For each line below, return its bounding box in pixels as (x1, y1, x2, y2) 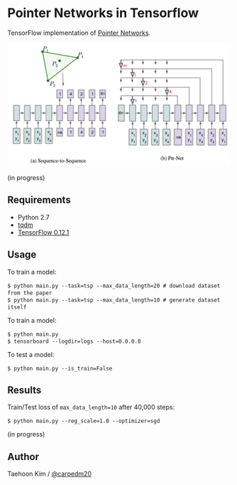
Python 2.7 (17, 213, 50, 221)
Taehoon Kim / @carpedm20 (7, 469, 92, 478)
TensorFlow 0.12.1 (17, 228, 70, 236)
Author (7, 450, 39, 463)
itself (7, 304, 27, 311)
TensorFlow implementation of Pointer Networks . (7, 28, 151, 37)
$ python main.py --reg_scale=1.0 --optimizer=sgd (7, 417, 160, 425)
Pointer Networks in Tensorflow (7, 5, 199, 21)
